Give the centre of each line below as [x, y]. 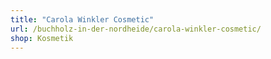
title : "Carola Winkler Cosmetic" [82, 19]
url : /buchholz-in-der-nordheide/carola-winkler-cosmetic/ [136, 29]
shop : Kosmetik [42, 38]
